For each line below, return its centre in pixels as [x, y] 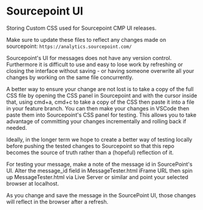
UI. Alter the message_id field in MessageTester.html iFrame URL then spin [99, 171]
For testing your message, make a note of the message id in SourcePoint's [99, 164]
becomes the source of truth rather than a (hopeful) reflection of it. [90, 152]
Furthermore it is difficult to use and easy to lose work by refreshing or [95, 64]
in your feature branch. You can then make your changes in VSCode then [98, 108]
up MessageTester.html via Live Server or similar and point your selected [97, 177]
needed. [17, 127]
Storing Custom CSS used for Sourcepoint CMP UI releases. [81, 28]
